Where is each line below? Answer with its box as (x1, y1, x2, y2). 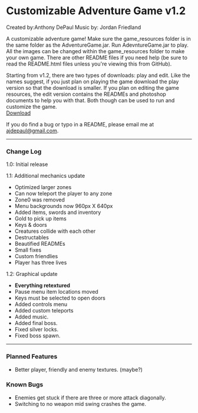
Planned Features (6, 353, 58, 361)
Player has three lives (14, 259, 67, 266)
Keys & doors (14, 222, 47, 229)
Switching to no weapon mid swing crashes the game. (14, 400, 146, 407)
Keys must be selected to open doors (14, 294, 106, 302)
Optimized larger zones (14, 184, 72, 191)
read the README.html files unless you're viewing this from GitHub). (6, 60, 172, 67)
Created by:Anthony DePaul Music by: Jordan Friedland (6, 24, 141, 31)
